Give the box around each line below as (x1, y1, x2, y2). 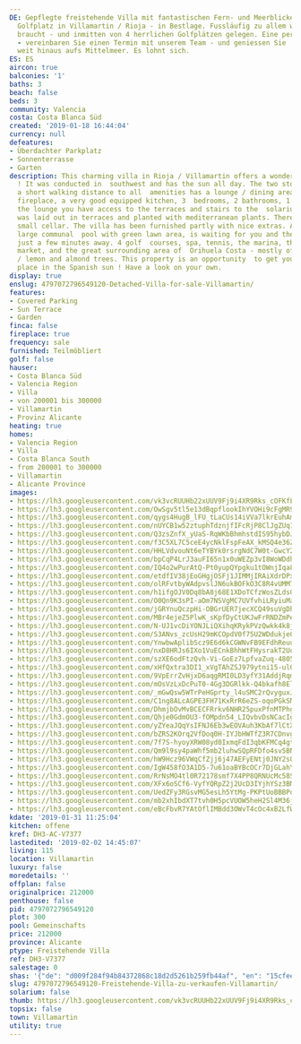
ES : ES (9, 55, 34, 64)
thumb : (9, 997, 34, 1005)
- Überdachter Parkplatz (9, 146, 102, 155)
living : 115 (9, 846, 54, 856)
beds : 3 (9, 96, 39, 106)
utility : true (9, 1021, 63, 1031)
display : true (9, 272, 63, 280)
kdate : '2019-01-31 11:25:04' (9, 813, 123, 822)
